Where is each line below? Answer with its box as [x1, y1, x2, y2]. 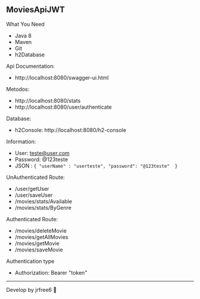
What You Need [6, 20, 45, 27]
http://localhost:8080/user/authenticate [14, 103, 112, 111]
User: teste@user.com [14, 149, 70, 156]
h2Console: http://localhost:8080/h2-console [14, 126, 127, 133]
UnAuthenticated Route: [6, 174, 65, 181]
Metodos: [6, 86, 30, 93]
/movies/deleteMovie [14, 227, 67, 234]
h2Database [14, 51, 45, 58]
